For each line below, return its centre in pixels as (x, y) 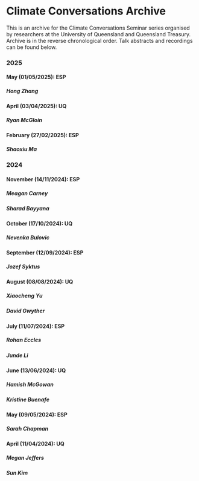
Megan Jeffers (25, 457)
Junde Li (17, 355)
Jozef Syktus (23, 266)
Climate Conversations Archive (86, 11)
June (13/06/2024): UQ (36, 370)
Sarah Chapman (27, 428)
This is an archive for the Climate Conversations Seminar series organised (98, 28)
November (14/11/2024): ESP (43, 179)
